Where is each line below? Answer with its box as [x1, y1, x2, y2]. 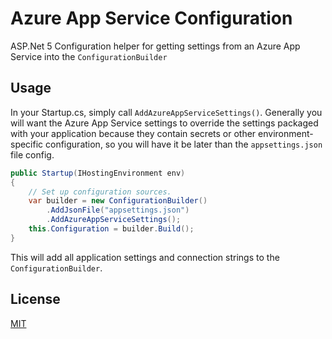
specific [10, 138, 44, 150]
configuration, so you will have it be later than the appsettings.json [45, 138, 323, 150]
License [10, 291, 61, 308]
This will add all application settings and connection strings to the [10, 251, 280, 263]
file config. [10, 148, 55, 161]
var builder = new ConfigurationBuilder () [28, 196, 208, 206]
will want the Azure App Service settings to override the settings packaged [10, 117, 319, 129]
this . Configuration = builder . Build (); [28, 224, 195, 234]
